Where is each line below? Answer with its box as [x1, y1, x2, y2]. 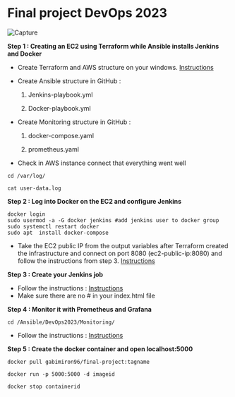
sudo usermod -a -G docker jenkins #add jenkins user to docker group [7, 216, 219, 224]
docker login [7, 210, 46, 218]
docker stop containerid [7, 383, 80, 390]
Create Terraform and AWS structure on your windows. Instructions [17, 63, 214, 71]
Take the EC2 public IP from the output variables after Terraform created [17, 241, 229, 250]
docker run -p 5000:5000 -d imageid [7, 370, 115, 378]
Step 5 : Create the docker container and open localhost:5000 [7, 344, 193, 353]
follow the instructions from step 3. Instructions [17, 256, 155, 265]
